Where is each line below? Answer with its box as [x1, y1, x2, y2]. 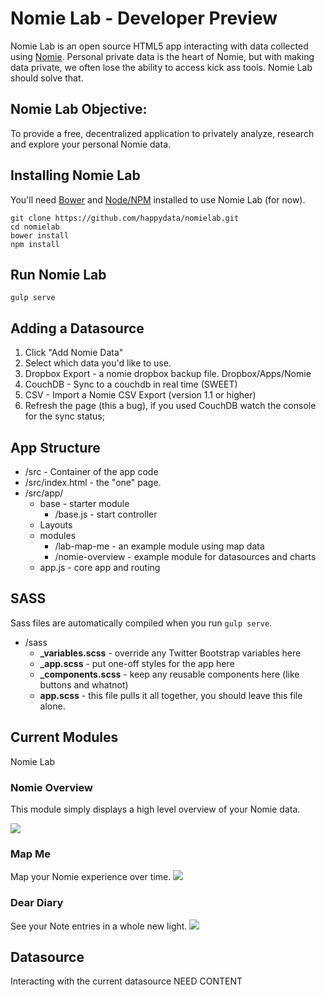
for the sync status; [24, 410, 105, 422]
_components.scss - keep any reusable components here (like [39, 668, 300, 680]
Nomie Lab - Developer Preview [10, 7, 278, 30]
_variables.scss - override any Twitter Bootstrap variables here [39, 647, 302, 659]
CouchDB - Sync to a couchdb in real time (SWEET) [24, 378, 238, 391]
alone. [39, 700, 66, 712]
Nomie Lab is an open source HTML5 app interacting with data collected [10, 40, 309, 52]
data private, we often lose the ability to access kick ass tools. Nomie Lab [10, 61, 313, 73]
